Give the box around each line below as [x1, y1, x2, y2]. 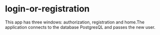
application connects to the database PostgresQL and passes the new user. [5, 24, 156, 30]
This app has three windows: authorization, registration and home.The [5, 19, 145, 25]
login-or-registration [5, 3, 90, 14]
